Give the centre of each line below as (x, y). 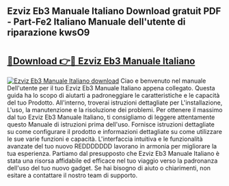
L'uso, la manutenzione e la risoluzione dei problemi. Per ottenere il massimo (115, 110)
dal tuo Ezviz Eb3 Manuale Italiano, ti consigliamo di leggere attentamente (111, 117)
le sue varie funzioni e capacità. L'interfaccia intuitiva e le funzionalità (105, 139)
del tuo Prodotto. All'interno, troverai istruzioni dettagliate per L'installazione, (115, 103)
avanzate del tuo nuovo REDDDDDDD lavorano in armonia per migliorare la (112, 146)
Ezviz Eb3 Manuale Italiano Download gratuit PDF (114, 11)
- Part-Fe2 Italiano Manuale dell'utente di (96, 22)
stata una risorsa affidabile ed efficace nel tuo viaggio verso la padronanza (112, 161)
